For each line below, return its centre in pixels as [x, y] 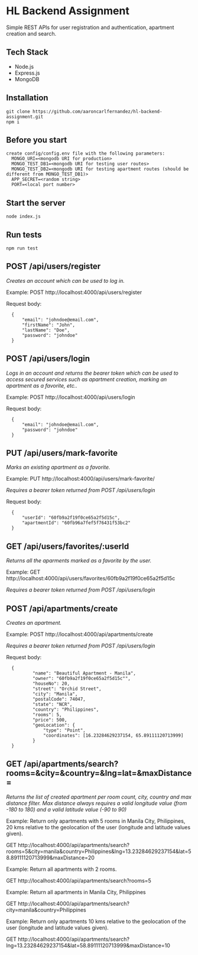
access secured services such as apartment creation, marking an [87, 379]
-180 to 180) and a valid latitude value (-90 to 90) [66, 809]
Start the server [36, 203]
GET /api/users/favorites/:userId [68, 546]
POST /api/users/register [53, 266]
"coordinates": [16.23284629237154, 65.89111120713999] [113, 736]
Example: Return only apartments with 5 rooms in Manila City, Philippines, [96, 821]
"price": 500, [50, 720]
